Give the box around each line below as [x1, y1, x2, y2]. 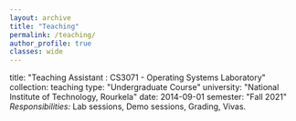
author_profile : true [9, 38, 92, 48]
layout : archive [9, 13, 71, 23]
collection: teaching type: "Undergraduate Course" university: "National [9, 82, 280, 93]
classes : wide [9, 47, 64, 56]
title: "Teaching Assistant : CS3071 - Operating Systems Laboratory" [9, 72, 267, 83]
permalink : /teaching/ [9, 30, 96, 39]
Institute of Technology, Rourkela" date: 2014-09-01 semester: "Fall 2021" [9, 92, 288, 103]
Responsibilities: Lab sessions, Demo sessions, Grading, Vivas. [9, 101, 247, 112]
